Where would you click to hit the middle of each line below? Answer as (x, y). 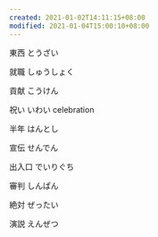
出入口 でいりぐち (42, 166)
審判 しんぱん (34, 185)
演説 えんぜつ (34, 224)
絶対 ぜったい (34, 204)
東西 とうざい (34, 52)
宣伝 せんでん (34, 148)
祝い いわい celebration (52, 109)
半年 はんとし (34, 128)
